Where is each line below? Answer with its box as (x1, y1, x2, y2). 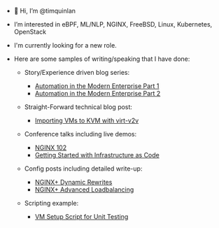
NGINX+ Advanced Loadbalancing (34, 185, 134, 194)
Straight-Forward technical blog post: (24, 103, 133, 111)
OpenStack (13, 28, 47, 36)
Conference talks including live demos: (24, 130, 137, 138)
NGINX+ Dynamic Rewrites (34, 178, 113, 186)
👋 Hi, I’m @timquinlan (13, 7, 76, 15)
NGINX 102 (34, 143, 67, 152)
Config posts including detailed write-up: (24, 164, 143, 173)
